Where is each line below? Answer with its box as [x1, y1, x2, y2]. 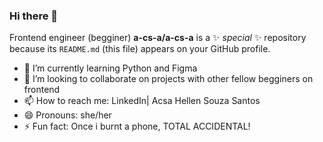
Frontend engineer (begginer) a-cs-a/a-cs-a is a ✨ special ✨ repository [9, 32, 307, 44]
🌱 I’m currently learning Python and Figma [23, 62, 198, 74]
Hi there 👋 [9, 9, 59, 23]
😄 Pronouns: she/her [23, 109, 112, 121]
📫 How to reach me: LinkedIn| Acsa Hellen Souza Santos [23, 95, 261, 107]
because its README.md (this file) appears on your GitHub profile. [9, 43, 271, 55]
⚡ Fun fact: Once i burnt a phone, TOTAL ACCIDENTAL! [23, 120, 251, 133]
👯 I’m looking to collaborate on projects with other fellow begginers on [23, 73, 314, 85]
